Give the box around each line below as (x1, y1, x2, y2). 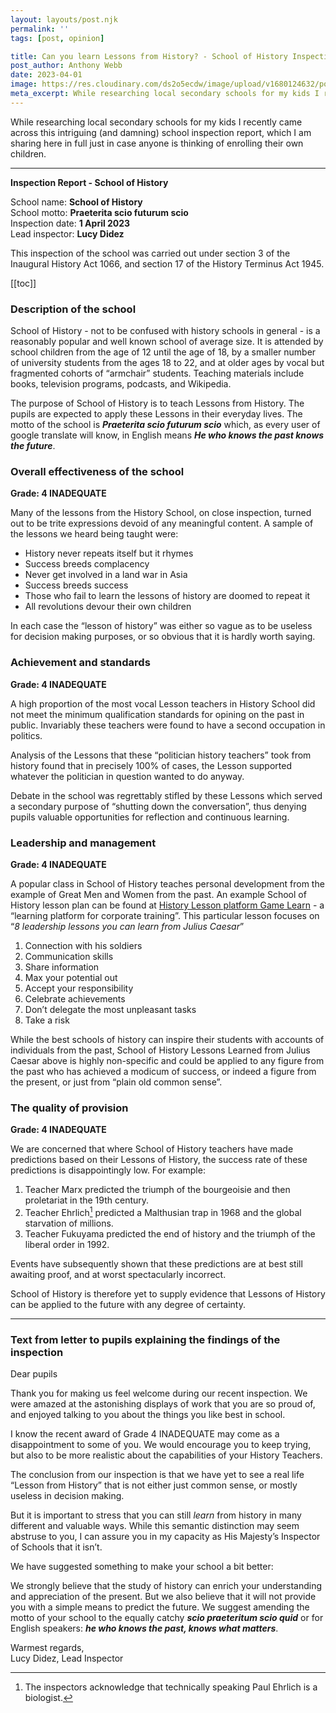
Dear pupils (10, 1368, 58, 1380)
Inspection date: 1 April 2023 (10, 217, 131, 229)
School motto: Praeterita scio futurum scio (10, 206, 189, 218)
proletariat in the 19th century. (24, 1194, 150, 1206)
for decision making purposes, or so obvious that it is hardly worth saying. (10, 631, 316, 643)
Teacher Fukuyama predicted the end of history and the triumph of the (24, 1227, 316, 1240)
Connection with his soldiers (24, 939, 143, 951)
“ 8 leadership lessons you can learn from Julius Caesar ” (10, 920, 245, 932)
